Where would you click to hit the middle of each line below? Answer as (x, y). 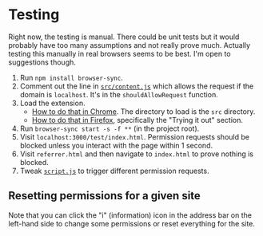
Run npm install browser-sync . (72, 77)
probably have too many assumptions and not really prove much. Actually (129, 45)
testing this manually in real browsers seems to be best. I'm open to (120, 53)
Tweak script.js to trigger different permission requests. (114, 171)
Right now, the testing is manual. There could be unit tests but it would (124, 37)
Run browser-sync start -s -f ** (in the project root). (110, 128)
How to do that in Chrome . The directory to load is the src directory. (143, 111)
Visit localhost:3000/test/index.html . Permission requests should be (135, 136)
